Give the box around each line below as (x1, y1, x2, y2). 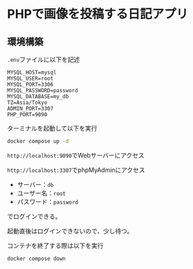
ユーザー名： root (16, 189, 67, 197)
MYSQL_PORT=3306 (7, 81, 54, 88)
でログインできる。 (7, 212, 62, 220)
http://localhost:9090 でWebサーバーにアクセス (7, 151, 145, 159)
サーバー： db (16, 180, 54, 189)
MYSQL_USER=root (7, 75, 54, 82)
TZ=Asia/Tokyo (7, 99, 48, 106)
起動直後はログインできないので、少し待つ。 (7, 226, 133, 235)
